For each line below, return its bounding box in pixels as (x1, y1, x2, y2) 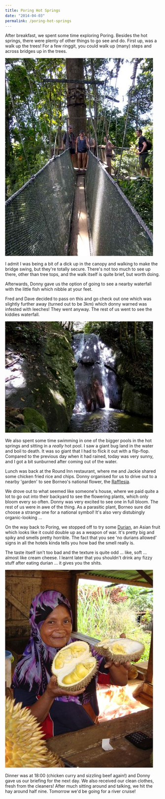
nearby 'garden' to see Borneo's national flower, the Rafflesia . (5, 479, 131, 485)
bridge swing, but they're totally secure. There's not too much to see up (5, 266, 151, 272)
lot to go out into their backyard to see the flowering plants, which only (5, 493, 149, 499)
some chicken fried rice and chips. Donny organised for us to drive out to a (5, 474, 158, 480)
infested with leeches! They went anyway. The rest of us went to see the (5, 307, 152, 312)
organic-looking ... (5, 515, 43, 521)
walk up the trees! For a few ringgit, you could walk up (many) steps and (5, 43, 152, 49)
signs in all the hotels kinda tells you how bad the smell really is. (5, 540, 134, 546)
